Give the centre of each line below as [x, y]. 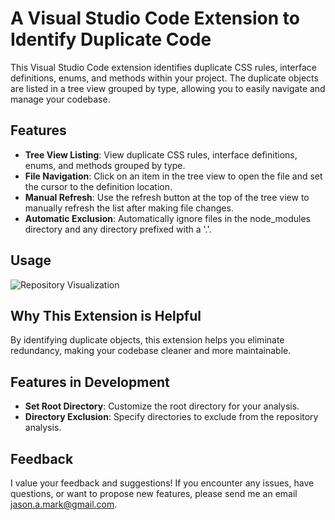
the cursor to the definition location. [98, 186]
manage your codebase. [60, 99]
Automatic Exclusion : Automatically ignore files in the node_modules [167, 218]
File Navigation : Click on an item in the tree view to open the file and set [173, 176]
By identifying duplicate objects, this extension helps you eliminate [147, 340]
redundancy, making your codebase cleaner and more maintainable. [151, 351]
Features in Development [90, 382]
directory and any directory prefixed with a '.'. [118, 229]
